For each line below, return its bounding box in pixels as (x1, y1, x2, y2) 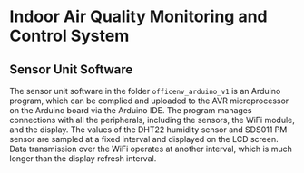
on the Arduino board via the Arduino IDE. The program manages (9, 105, 252, 115)
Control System (9, 25, 130, 46)
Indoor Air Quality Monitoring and (9, 6, 268, 27)
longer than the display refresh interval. (9, 153, 157, 164)
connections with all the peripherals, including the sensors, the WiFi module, (9, 115, 295, 125)
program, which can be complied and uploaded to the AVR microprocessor (9, 95, 289, 106)
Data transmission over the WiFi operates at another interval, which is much (9, 143, 293, 154)
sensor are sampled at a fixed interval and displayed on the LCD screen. (9, 134, 279, 144)
